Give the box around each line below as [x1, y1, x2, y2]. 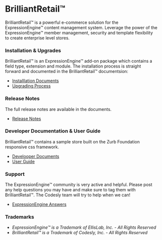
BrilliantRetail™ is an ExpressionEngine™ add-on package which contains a [5, 58, 152, 64]
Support [5, 171, 25, 177]
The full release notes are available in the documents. [5, 106, 112, 112]
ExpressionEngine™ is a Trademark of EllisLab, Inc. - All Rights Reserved [12, 224, 156, 230]
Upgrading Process [12, 83, 51, 89]
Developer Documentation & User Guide [5, 128, 101, 135]
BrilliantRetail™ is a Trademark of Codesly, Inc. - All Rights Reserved [12, 230, 148, 236]
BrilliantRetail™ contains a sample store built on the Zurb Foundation [5, 138, 140, 144]
